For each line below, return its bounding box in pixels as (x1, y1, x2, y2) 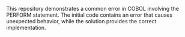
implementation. (6, 24, 46, 31)
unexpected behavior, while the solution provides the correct (6, 18, 157, 24)
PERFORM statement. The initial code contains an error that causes (6, 11, 173, 18)
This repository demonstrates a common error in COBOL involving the (6, 5, 179, 12)
